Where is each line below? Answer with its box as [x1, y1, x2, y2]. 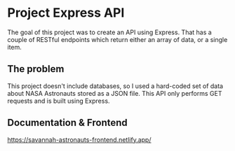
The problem [7, 63, 65, 75]
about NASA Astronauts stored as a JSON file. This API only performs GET [7, 89, 222, 97]
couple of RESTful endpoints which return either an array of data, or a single [7, 35, 228, 43]
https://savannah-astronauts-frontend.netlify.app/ [7, 135, 152, 144]
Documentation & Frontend [7, 117, 128, 129]
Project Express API [7, 5, 125, 21]
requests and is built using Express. [7, 96, 110, 105]
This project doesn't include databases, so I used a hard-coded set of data [7, 82, 223, 90]
